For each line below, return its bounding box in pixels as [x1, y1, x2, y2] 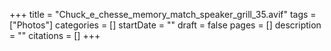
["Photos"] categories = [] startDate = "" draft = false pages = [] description [9, 19, 322, 31]
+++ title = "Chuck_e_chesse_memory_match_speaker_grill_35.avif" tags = [9, 9, 317, 20]
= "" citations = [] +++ [9, 30, 101, 41]
